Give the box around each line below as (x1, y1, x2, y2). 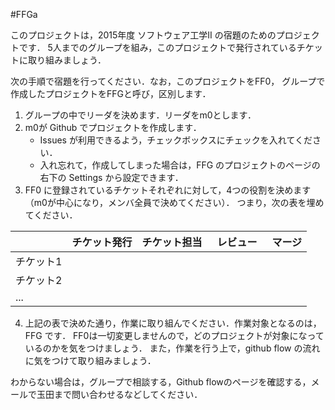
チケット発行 (71, 235, 133, 249)
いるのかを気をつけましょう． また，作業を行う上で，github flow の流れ (24, 342, 321, 354)
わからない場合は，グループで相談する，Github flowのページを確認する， (10, 376, 312, 388)
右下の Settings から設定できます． (39, 172, 184, 183)
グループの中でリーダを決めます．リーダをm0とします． (24, 109, 257, 121)
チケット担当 (141, 235, 203, 249)
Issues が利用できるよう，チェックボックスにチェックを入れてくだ (39, 134, 313, 146)
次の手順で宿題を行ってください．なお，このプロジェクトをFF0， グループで (10, 75, 326, 87)
